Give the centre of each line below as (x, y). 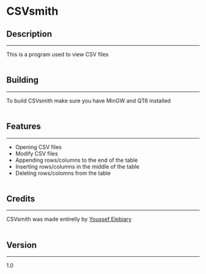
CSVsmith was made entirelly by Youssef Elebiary (69, 219)
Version (21, 245)
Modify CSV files (36, 153)
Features (24, 127)
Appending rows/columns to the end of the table (76, 160)
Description (29, 34)
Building (22, 80)
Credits (21, 199)
